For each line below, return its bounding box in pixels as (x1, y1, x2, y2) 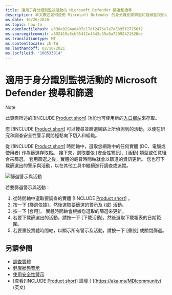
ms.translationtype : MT (5, 36, 56, 42)
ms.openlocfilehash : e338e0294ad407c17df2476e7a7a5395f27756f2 (5, 27, 143, 32)
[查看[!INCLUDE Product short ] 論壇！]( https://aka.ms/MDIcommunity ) (12, 278, 162, 284)
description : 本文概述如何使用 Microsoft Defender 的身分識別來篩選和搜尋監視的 (5, 12, 165, 17)
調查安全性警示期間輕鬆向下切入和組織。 (14, 132, 100, 139)
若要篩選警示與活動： (5, 185, 50, 191)
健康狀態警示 (12, 265, 40, 271)
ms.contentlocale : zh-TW (5, 41, 58, 46)
